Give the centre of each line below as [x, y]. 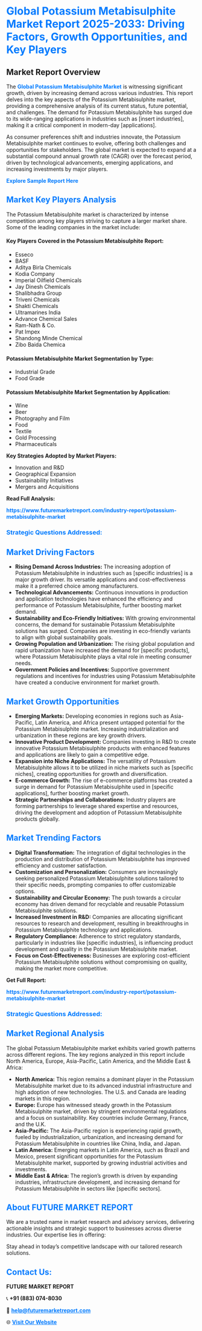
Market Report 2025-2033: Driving [96, 24]
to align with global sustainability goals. [64, 637]
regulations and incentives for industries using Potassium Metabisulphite [105, 676]
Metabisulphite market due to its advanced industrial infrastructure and [103, 1085]
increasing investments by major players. [57, 169]
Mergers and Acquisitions [47, 487]
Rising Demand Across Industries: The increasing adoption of [93, 567]
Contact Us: [29, 1272]
